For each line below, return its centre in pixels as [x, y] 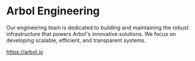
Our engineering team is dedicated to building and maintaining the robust [97, 28]
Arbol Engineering [53, 11]
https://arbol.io [25, 51]
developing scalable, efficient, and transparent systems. [76, 40]
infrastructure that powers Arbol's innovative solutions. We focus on [91, 33]
